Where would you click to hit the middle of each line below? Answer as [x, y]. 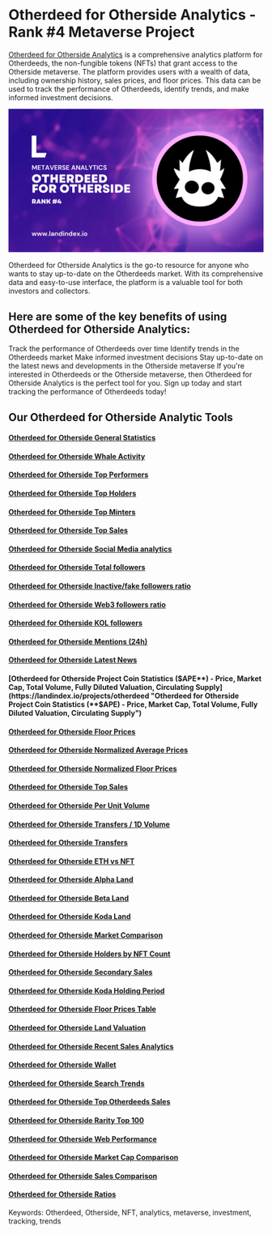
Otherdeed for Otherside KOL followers [76, 623]
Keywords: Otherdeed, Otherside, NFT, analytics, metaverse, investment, [130, 1213]
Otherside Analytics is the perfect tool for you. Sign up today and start [125, 383]
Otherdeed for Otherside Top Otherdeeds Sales [89, 1102]
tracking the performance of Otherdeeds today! [87, 392]
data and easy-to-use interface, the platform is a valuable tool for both [125, 283]
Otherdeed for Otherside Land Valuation [77, 1028]
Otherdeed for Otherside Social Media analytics [90, 549]
